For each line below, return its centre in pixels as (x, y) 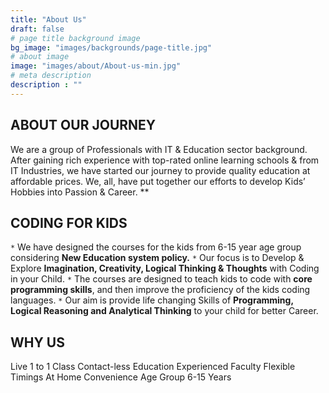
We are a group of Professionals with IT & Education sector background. (159, 149)
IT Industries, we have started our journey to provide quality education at (160, 170)
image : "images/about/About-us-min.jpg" (96, 66)
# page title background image (75, 38)
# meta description (51, 76)
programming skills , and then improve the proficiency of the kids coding (160, 290)
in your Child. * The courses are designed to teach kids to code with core (161, 279)
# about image (40, 57)
